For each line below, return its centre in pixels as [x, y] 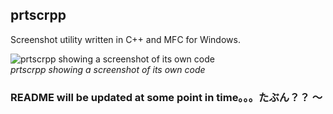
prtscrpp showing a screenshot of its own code [108, 69]
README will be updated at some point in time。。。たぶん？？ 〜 [166, 97]
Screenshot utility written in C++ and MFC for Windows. [125, 39]
